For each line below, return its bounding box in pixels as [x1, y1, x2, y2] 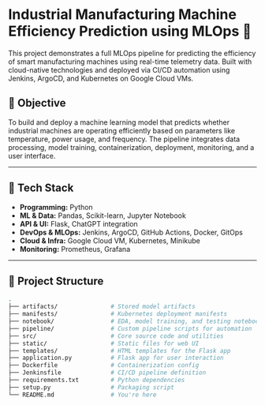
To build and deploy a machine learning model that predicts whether [8, 117, 230, 127]
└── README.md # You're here [8, 391, 157, 399]
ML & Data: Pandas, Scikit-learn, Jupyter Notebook [19, 211, 187, 220]
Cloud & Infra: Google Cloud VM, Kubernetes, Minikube [19, 235, 201, 246]
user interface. [8, 151, 56, 160]
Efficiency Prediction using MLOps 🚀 [8, 22, 252, 40]
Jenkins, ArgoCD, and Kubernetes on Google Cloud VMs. [8, 73, 194, 83]
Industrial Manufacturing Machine [8, 6, 237, 24]
